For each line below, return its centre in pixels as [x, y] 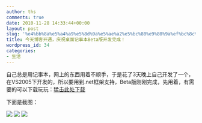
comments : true [25, 17]
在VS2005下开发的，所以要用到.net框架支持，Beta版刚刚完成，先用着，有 [98, 82]
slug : [13, 34]
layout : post [23, 28]
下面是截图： [22, 102]
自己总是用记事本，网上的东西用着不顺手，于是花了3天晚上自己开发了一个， [100, 74]
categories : [21, 51]
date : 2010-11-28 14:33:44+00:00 [48, 23]
